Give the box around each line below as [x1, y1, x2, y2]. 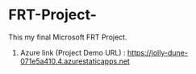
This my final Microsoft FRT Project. [8, 32, 127, 42]
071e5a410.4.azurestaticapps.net [19, 56, 131, 66]
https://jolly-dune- [127, 47, 188, 57]
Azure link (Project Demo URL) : [19, 47, 127, 57]
